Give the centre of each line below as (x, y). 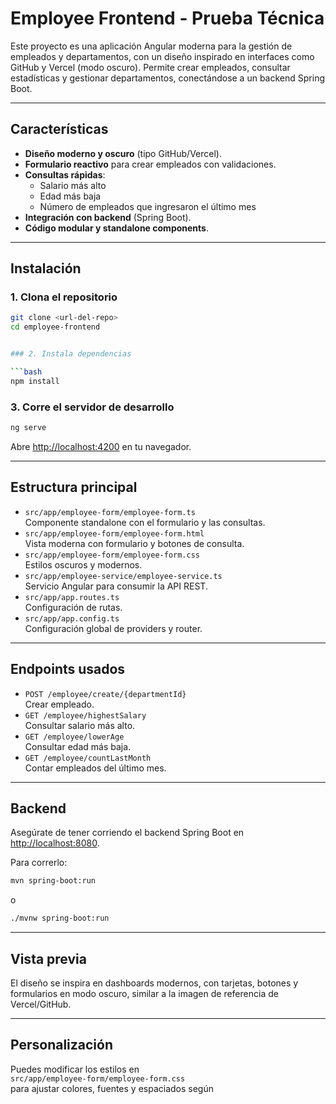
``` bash (26, 372)
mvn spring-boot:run (53, 881)
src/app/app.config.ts (72, 618)
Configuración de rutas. (73, 607)
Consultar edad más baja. (78, 746)
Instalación (46, 268)
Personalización (62, 1045)
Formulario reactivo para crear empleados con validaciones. (150, 164)
